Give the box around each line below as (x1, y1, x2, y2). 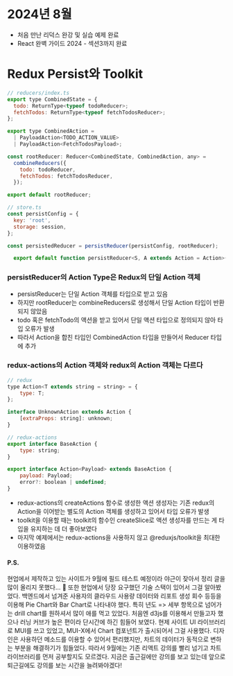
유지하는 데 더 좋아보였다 (30, 524, 97, 532)
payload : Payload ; (19, 472, 73, 479)
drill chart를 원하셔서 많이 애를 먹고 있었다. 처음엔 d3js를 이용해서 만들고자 (14, 609, 216, 618)
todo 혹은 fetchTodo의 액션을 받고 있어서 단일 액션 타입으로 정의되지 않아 (17, 315, 216, 324)
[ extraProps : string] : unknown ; (19, 415, 113, 422)
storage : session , (13, 223, 67, 230)
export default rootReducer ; (7, 191, 92, 198)
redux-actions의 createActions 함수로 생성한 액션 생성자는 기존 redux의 (17, 499, 215, 507)
